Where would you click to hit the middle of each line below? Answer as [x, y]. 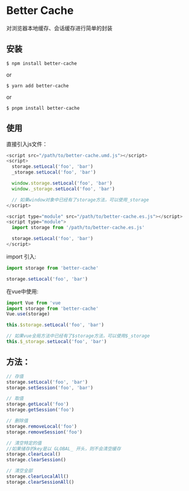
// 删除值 [17, 421]
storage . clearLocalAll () [38, 476]
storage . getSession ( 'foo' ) [40, 410]
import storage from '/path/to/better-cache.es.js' [78, 228]
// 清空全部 [20, 471]
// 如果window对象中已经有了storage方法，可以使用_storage [81, 200]
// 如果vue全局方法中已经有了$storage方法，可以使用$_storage [78, 336]
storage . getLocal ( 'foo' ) [38, 404]
